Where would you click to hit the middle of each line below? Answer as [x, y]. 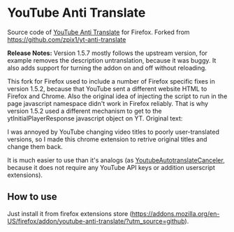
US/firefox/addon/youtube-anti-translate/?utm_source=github [96, 221]
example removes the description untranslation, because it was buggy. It [112, 60]
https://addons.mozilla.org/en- [176, 213]
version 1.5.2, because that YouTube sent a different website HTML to [107, 88]
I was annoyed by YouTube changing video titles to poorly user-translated [114, 132]
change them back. [35, 146]
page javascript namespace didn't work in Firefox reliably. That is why [108, 103]
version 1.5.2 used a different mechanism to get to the [85, 111]
